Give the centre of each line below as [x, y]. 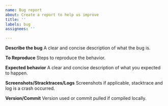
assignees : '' [20, 29]
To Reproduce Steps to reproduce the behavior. [55, 58]
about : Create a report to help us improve [52, 15]
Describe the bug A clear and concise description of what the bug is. [78, 48]
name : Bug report [24, 10]
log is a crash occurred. [30, 88]
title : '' [16, 19]
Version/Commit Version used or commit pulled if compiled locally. [76, 98]
